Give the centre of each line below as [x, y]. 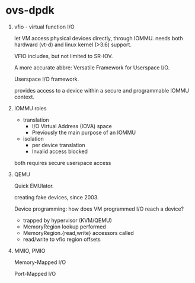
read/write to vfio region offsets [62, 239]
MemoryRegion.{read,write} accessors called [78, 233]
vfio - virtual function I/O [44, 27]
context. [24, 97]
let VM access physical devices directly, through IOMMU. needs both [98, 38]
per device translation [58, 145]
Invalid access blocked [60, 151]
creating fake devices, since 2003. [56, 197]
